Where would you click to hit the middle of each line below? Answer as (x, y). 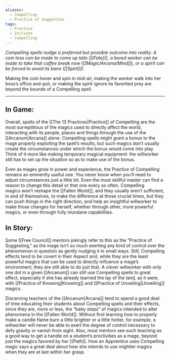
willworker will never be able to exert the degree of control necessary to (80, 325)
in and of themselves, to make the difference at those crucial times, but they (84, 196)
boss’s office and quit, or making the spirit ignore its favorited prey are (78, 83)
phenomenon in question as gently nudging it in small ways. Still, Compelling (85, 251)
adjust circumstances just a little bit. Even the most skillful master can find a (84, 180)
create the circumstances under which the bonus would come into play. (80, 148)
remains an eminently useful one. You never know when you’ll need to (78, 174)
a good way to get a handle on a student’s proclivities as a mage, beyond (81, 336)
